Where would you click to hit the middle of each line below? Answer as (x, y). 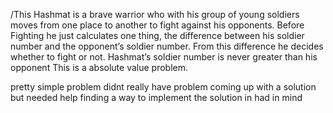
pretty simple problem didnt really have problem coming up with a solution (163, 87)
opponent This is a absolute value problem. (99, 67)
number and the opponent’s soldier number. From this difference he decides (167, 46)
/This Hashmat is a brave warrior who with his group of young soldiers (155, 14)
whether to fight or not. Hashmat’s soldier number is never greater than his (164, 57)
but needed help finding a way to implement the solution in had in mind (156, 97)
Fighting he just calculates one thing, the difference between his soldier (157, 35)
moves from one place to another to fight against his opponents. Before (157, 25)
